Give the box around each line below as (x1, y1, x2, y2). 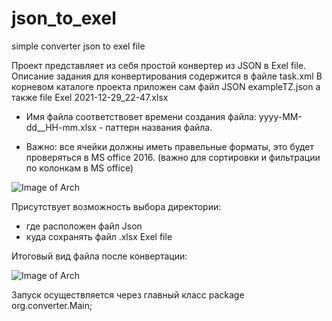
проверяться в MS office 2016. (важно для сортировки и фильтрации (25, 151, 321, 163)
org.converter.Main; (11, 299, 93, 311)
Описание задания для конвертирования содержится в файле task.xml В (11, 70, 323, 82)
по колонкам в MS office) (25, 162, 134, 174)
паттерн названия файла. (105, 121, 213, 133)
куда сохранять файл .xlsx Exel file (25, 230, 173, 242)
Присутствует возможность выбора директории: (11, 200, 222, 212)
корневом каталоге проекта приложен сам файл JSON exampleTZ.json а (11, 80, 321, 92)
